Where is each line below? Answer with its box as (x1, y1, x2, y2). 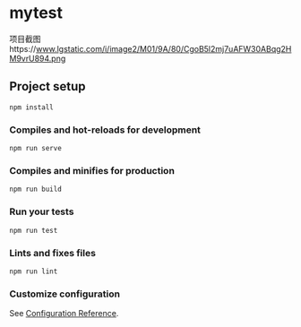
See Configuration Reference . (9, 308, 119, 319)
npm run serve (9, 144, 63, 153)
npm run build (9, 185, 63, 194)
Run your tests (9, 205, 74, 218)
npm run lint (9, 267, 58, 276)
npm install (9, 102, 54, 112)
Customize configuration (9, 288, 121, 300)
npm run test (9, 226, 58, 235)
